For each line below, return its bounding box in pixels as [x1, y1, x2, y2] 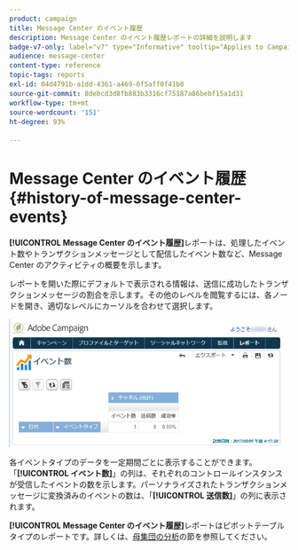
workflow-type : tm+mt [9, 98, 90, 107]
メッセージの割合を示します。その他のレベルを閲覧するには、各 [39, 289, 272, 301]
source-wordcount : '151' [9, 107, 101, 117]
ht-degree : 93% [9, 117, 66, 126]
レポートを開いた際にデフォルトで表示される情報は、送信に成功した [9, 279, 258, 289]
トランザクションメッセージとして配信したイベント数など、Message [32, 248, 283, 259]
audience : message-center [9, 51, 105, 61]
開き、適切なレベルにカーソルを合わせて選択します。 [24, 301, 218, 311]
